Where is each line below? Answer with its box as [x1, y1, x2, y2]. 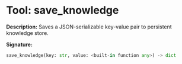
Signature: [6, 41, 33, 48]
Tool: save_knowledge [6, 4, 119, 17]
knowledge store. [6, 29, 49, 36]
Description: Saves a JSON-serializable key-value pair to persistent [6, 23, 172, 30]
